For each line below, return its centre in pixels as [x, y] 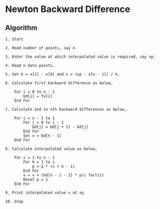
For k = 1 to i [39, 162]
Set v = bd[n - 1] [42, 136]
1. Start [14, 39]
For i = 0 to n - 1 [35, 92]
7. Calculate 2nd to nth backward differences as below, [66, 109]
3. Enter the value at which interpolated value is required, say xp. [81, 57]
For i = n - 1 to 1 [35, 118]
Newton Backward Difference [68, 9]
